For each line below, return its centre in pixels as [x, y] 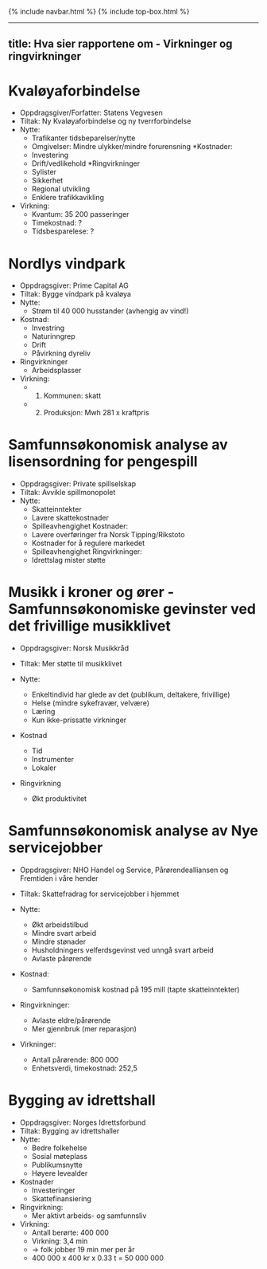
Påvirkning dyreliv [61, 353]
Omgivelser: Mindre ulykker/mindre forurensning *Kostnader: [132, 147]
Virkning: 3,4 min [60, 1241]
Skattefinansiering [61, 1199]
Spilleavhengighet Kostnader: [80, 526]
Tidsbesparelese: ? [63, 231]
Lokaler [44, 768]
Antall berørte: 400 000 [70, 1233]
